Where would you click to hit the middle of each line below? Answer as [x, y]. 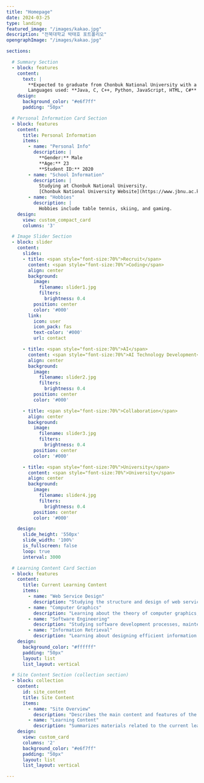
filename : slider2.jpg [67, 377]
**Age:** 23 [54, 163]
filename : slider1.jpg [67, 287]
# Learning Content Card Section [54, 568]
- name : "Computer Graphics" [65, 607]
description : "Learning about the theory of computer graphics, [116, 613]
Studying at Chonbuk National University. [93, 186]
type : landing [24, 23]
